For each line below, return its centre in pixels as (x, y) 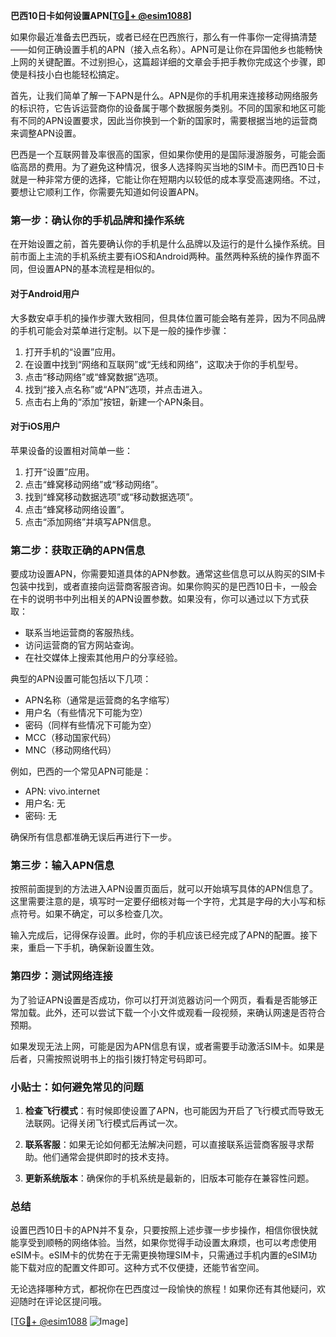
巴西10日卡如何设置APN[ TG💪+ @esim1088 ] (101, 15)
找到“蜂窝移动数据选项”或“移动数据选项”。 (111, 496)
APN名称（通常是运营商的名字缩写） (99, 700)
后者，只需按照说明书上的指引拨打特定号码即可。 (111, 1058)
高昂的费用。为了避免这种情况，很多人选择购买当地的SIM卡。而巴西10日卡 (171, 167)
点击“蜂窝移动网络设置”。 (77, 509)
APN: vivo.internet (62, 791)
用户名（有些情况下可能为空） (86, 712)
